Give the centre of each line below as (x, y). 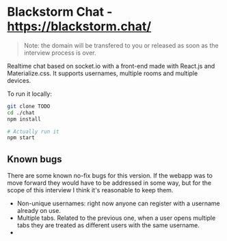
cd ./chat (21, 113)
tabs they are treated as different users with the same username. (108, 225)
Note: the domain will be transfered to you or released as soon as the (121, 45)
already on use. (39, 211)
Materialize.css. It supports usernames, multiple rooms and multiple (103, 73)
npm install (24, 119)
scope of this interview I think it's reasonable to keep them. (90, 190)
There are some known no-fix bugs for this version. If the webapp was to (110, 176)
